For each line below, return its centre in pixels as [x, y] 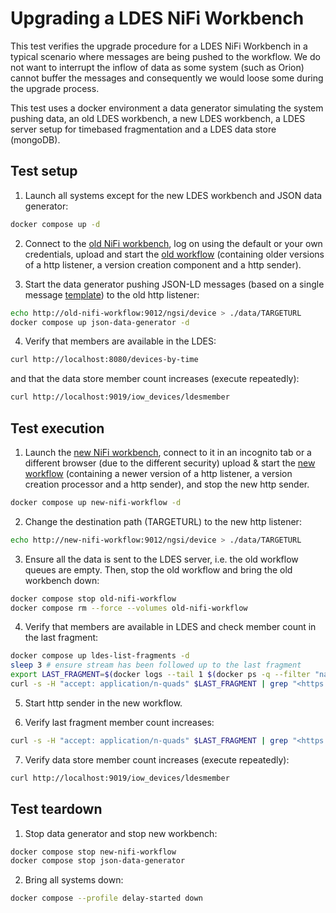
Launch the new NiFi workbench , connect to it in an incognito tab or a [168, 452]
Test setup [44, 171]
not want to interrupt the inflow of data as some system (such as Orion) [157, 67]
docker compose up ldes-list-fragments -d [100, 656]
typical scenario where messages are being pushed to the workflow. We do [165, 56]
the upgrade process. [55, 88]
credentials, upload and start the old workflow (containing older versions [174, 254]
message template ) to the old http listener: [112, 294]
